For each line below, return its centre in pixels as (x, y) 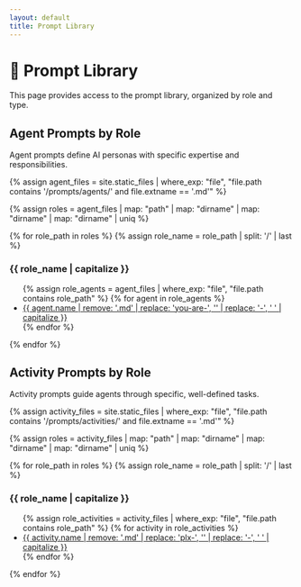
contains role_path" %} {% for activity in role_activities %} (130, 528)
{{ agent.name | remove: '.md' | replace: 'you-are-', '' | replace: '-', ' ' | (152, 308)
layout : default (40, 18)
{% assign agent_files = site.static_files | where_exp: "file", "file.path (136, 182)
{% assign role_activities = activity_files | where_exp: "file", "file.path (149, 518)
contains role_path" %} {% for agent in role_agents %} (123, 298)
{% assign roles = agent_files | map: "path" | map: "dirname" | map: (135, 209)
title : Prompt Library (52, 26)
